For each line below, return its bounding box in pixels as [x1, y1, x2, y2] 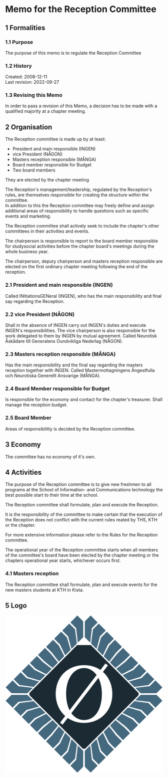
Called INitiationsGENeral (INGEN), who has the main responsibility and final [5, 293, 161, 299]
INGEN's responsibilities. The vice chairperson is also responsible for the [5, 327, 155, 333]
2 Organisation [5, 123, 52, 131]
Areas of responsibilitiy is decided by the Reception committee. [5, 426, 135, 432]
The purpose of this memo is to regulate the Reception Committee [5, 50, 141, 56]
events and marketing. [5, 213, 51, 219]
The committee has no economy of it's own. [5, 454, 96, 460]
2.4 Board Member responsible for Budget [5, 385, 110, 392]
